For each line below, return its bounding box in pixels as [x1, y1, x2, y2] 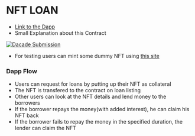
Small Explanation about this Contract [14, 29, 106, 36]
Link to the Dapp [14, 23, 55, 30]
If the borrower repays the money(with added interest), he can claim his [14, 106, 190, 113]
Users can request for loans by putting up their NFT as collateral [14, 80, 171, 88]
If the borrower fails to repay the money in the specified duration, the [14, 118, 183, 125]
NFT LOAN [6, 4, 58, 17]
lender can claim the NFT [14, 125, 77, 132]
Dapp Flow [6, 67, 37, 75]
